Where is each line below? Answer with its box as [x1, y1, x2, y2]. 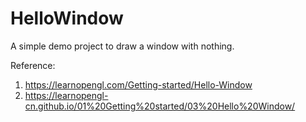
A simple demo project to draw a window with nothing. [10, 40, 235, 52]
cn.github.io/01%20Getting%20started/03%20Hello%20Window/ [24, 100, 296, 112]
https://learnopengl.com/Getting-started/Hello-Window [24, 78, 253, 91]
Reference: [10, 59, 56, 71]
